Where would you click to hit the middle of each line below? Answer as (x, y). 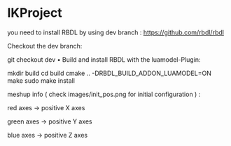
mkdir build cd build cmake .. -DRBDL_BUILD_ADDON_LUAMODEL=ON (109, 73)
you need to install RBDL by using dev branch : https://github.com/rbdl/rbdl (115, 32)
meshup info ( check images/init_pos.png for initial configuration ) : (104, 94)
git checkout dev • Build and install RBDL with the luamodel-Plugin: (104, 59)
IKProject (35, 13)
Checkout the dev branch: (45, 46)
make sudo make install (41, 80)
